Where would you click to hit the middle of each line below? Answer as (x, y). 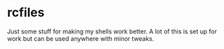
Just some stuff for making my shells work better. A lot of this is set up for (112, 31)
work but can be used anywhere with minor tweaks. (81, 38)
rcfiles (26, 13)
